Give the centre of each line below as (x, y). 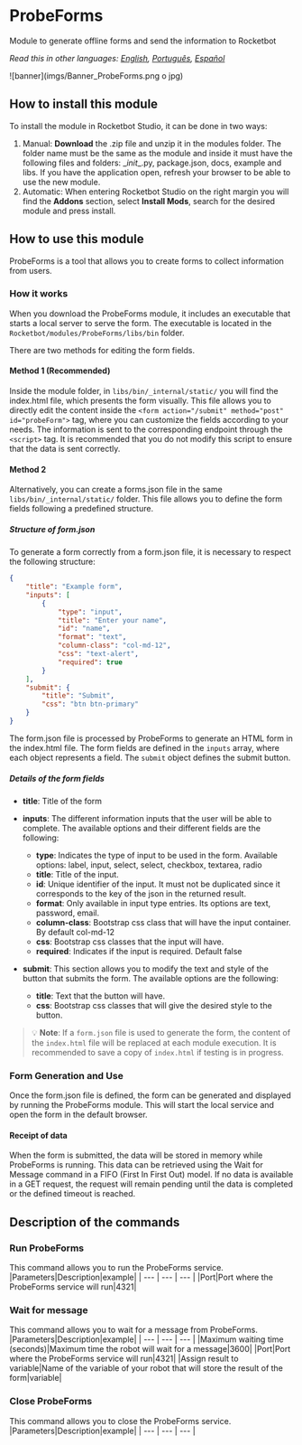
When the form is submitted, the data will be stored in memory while (136, 1155)
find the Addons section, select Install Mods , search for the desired (149, 201)
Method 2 (28, 469)
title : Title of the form (62, 801)
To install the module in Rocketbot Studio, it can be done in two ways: (138, 126)
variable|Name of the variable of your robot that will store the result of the (146, 1368)
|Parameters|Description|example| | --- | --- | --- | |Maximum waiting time (146, 1339)
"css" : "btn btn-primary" (91, 704)
